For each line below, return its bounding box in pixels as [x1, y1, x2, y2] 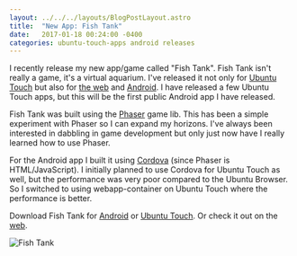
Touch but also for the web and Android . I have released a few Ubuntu [9, 82, 270, 93]
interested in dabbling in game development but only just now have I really [9, 128, 285, 139]
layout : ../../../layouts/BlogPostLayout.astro [9, 13, 192, 22]
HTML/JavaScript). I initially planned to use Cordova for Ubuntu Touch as [9, 164, 281, 175]
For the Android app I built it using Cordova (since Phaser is [9, 154, 230, 166]
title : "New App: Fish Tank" [9, 22, 123, 31]
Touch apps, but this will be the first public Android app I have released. [9, 92, 276, 102]
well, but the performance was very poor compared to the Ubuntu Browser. [9, 174, 288, 185]
